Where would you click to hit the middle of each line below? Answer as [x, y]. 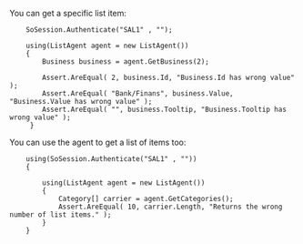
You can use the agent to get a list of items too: [98, 142]
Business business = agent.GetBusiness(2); [126, 62]
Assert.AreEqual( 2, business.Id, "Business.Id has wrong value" [169, 77]
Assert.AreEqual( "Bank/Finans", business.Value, [138, 94]
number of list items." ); [61, 215]
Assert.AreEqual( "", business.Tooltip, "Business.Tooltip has [164, 109]
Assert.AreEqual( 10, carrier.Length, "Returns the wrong [170, 207]
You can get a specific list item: [68, 13]
